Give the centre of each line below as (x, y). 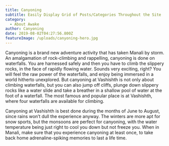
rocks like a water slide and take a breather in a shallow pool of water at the (84, 90)
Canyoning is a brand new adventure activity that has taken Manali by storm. (85, 52)
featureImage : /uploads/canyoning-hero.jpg (52, 39)
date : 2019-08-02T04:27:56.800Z (39, 33)
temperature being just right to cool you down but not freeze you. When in (82, 127)
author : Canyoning (24, 29)
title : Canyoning (23, 10)
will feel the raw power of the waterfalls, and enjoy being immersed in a (79, 74)
